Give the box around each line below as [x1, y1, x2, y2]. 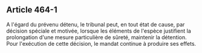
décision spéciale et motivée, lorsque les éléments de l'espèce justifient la [6, 27, 192, 34]
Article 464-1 [6, 5, 57, 15]
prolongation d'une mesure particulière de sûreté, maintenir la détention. [6, 33, 187, 41]
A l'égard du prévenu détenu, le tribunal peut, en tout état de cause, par [6, 20, 185, 28]
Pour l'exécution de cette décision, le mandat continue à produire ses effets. [6, 40, 197, 47]
